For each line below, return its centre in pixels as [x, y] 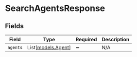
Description [116, 40]
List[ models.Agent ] [49, 47]
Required [86, 40]
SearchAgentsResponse [55, 8]
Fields [15, 26]
